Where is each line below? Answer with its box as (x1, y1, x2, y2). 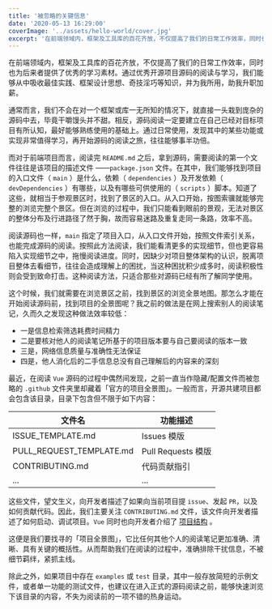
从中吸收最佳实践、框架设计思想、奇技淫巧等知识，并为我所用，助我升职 (15, 78, 257, 87)
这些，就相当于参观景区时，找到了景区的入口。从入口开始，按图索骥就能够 (8, 194, 257, 203)
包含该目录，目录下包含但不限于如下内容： (15, 394, 158, 403)
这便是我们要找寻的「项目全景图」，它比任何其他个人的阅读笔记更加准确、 (8, 534, 253, 543)
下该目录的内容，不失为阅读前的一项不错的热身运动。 (8, 592, 186, 602)
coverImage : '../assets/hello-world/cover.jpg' (8, 27, 172, 35)
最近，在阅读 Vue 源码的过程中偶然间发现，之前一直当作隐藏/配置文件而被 (8, 373, 253, 383)
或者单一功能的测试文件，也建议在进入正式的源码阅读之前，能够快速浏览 (22, 581, 264, 591)
